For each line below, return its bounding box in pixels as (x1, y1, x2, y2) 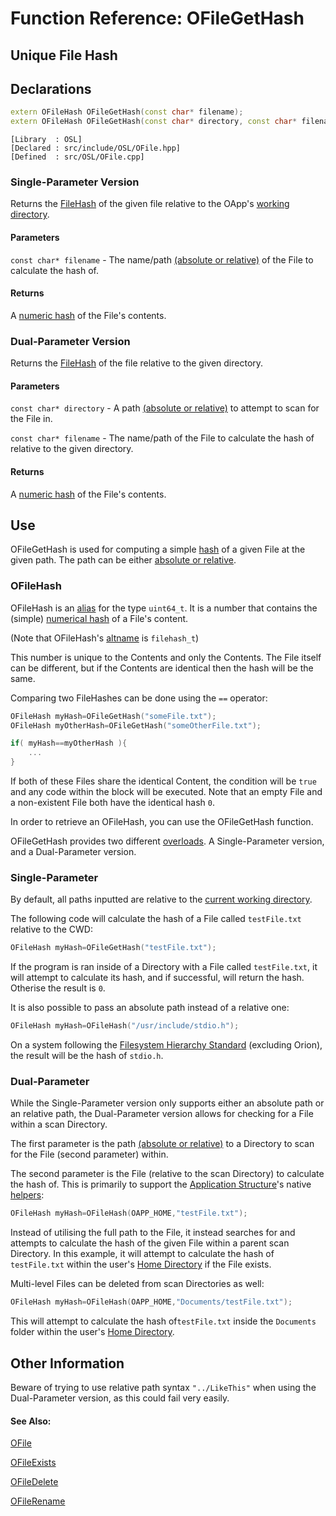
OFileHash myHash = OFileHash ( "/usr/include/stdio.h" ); (10, 1021, 240, 1031)
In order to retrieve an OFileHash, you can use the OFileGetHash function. (10, 816, 314, 828)
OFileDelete (10, 1476, 59, 1488)
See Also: (10, 1415, 52, 1427)
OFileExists (10, 1457, 57, 1469)
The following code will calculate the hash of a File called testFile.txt (10, 913, 302, 925)
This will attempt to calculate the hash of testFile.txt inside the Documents (10, 1315, 317, 1327)
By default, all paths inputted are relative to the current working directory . (10, 893, 313, 906)
